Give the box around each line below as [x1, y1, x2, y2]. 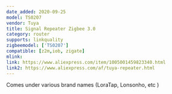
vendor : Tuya [6, 20, 39, 26]
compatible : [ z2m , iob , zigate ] [6, 48, 85, 54]
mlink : [6, 54, 23, 60]
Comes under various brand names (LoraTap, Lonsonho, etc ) [6, 81, 159, 89]
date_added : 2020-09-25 [6, 8, 66, 15]
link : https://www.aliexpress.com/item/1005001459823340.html [6, 59, 166, 65]
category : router [6, 31, 50, 37]
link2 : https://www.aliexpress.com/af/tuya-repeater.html [6, 64, 155, 71]
